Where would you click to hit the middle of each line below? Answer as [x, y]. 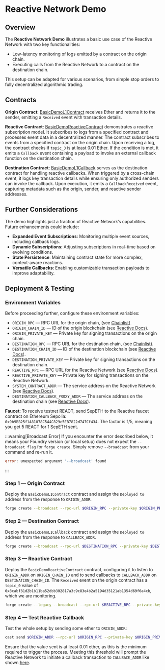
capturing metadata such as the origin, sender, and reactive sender [73, 189]
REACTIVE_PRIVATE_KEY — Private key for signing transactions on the [80, 375]
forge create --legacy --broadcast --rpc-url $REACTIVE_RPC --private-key [83, 605]
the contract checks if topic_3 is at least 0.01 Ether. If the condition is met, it [82, 148]
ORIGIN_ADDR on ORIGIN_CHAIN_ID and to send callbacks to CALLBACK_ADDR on [81, 575]
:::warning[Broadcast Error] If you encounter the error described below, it [79, 436]
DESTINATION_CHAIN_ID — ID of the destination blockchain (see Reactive [84, 349]
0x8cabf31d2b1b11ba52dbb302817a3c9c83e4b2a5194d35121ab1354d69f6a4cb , [78, 591]
